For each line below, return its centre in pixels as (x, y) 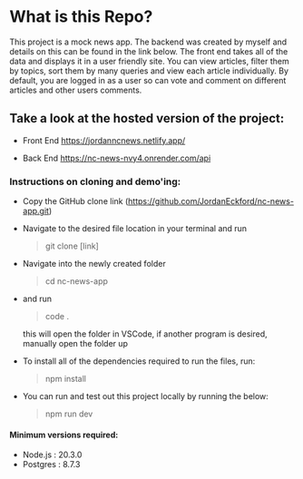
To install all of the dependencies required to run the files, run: (139, 361)
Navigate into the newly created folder (94, 264)
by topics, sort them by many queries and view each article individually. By (149, 71)
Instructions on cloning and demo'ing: (95, 181)
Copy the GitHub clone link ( (75, 201)
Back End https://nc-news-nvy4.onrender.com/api (117, 158)
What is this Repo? (81, 17)
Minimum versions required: (64, 435)
